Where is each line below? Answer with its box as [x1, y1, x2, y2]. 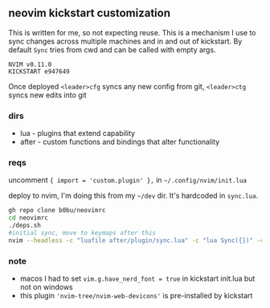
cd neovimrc [8, 214, 48, 222]
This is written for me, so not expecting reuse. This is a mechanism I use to [8, 27, 256, 37]
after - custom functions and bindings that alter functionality [19, 137, 220, 147]
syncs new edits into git [8, 90, 87, 100]
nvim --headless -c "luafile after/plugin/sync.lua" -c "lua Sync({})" [8, 236, 253, 244]
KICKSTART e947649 [8, 68, 70, 76]
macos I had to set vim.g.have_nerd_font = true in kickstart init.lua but [19, 273, 256, 284]
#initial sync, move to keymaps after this [8, 229, 157, 237]
